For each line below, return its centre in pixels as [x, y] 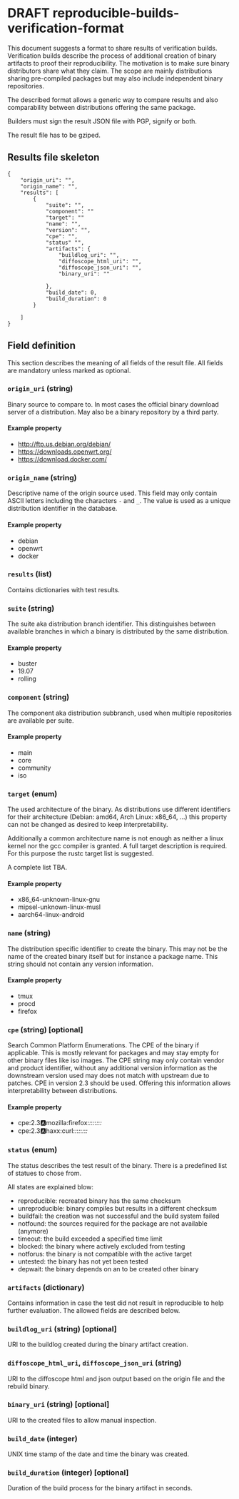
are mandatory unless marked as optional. [69, 370]
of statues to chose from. [45, 1173]
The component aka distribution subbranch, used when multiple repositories [119, 713]
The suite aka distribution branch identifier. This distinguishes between [112, 624]
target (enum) [32, 793]
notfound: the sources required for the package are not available [113, 1223]
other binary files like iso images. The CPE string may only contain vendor [116, 1060]
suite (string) [31, 608]
